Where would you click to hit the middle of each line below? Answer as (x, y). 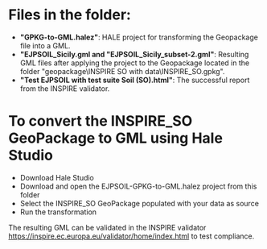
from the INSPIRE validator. (65, 88)
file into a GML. (45, 45)
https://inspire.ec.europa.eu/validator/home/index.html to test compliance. (131, 236)
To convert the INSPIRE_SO (101, 121)
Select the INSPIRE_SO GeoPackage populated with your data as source (140, 203)
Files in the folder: (70, 15)
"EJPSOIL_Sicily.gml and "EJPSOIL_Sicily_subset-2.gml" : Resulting (134, 54)
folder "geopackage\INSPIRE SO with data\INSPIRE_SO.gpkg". (122, 71)
